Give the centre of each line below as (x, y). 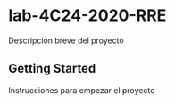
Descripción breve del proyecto (66, 40)
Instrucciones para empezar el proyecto (82, 90)
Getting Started (52, 69)
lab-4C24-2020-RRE (87, 16)
